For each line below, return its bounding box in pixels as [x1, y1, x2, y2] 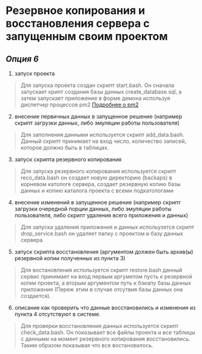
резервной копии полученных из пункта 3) [14, 255, 126, 262]
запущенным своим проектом [5, 30, 168, 43]
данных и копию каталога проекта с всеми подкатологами [20, 187, 174, 194]
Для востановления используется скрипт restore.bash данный [20, 266, 183, 274]
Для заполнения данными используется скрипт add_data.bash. [20, 131, 184, 138]
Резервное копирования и [5, 4, 146, 18]
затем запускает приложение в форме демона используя [20, 95, 170, 102]
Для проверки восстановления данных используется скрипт [20, 322, 179, 329]
